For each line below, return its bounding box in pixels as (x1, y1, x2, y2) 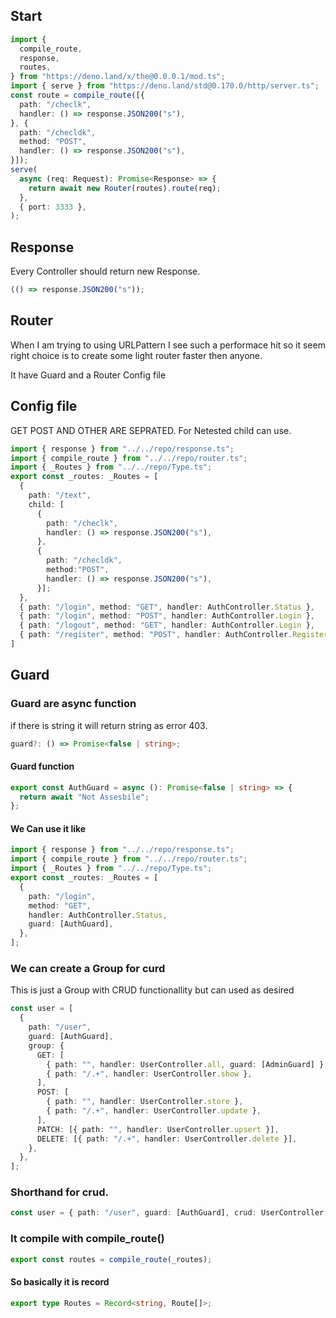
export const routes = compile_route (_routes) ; (10, 1254, 213, 1264)
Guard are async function (10, 697, 137, 711)
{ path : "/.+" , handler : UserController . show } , (46, 1069, 253, 1079)
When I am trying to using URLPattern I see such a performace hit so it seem (10, 339, 326, 351)
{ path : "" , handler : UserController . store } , (46, 1097, 244, 1107)
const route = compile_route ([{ (10, 90, 145, 101)
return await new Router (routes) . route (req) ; (28, 183, 222, 193)
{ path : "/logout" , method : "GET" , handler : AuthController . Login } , (19, 620, 315, 631)
